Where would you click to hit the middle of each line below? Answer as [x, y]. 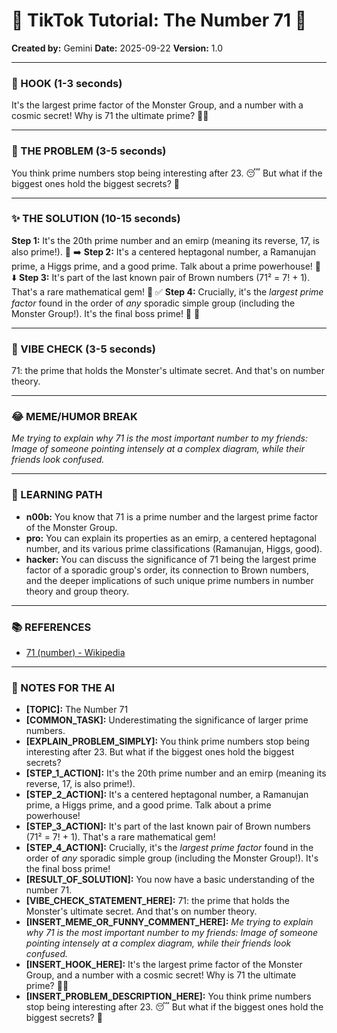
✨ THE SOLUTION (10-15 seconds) [96, 219]
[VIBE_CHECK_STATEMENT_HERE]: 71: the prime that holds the [157, 901]
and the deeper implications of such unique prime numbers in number [169, 580]
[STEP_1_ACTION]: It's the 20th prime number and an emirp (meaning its [176, 773]
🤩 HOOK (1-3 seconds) [67, 83]
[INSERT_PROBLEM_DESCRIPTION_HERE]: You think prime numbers [168, 996]
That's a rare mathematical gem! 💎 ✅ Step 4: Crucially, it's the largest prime [167, 291]
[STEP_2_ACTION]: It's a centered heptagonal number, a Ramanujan [167, 795]
